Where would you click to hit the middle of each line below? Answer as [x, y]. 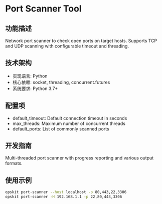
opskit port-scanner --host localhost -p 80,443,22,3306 [66, 192]
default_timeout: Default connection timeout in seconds [70, 118]
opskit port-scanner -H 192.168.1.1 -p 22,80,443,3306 [64, 197]
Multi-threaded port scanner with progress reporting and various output [79, 158]
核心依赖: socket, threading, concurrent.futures [61, 82]
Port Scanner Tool [43, 9]
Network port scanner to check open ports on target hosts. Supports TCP [81, 41]
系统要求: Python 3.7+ [35, 88]
